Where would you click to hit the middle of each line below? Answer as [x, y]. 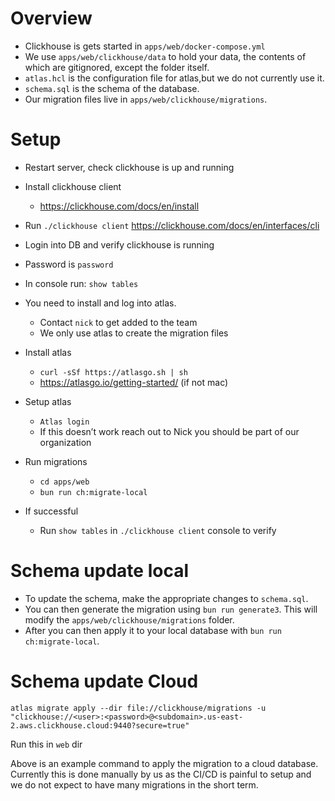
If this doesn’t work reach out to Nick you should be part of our [169, 431]
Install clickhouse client [73, 186]
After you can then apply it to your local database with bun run [153, 630]
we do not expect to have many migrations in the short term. [134, 784]
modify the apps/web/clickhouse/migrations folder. [129, 619]
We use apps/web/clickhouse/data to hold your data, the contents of [165, 56]
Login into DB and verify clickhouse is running [119, 244]
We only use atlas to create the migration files [134, 333]
